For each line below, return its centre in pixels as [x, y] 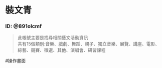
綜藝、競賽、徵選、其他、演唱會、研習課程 [61, 50]
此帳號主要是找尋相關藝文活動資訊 [53, 37]
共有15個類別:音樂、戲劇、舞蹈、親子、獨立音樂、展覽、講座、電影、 [88, 44]
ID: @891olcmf [24, 26]
